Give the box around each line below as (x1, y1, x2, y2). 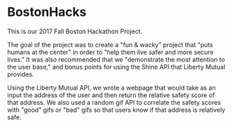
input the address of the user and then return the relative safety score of (7, 91, 215, 99)
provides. (7, 70, 35, 78)
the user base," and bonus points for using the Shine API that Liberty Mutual (7, 62, 226, 71)
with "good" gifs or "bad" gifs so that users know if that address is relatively (7, 105, 226, 114)
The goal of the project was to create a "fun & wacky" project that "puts (7, 40, 214, 49)
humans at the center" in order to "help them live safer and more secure (7, 48, 214, 56)
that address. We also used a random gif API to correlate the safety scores (7, 98, 222, 106)
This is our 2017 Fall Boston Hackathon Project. (7, 27, 143, 35)
